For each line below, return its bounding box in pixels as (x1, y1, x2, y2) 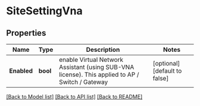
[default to (152, 67, 182, 75)
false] (152, 74, 169, 82)
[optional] (152, 60, 180, 67)
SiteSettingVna (6, 4, 83, 18)
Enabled (9, 67, 33, 75)
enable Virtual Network (58, 55, 124, 64)
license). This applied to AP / (58, 70, 139, 79)
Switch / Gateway (58, 78, 108, 86)
